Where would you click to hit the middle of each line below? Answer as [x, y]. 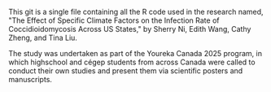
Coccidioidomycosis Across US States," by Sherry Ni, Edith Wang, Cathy [130, 29]
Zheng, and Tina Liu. [43, 37]
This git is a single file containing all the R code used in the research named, [136, 12]
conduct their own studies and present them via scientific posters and [126, 71]
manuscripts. [31, 79]
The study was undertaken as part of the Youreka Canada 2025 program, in [135, 53]
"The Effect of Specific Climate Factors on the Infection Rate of [114, 20]
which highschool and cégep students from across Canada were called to [132, 62]
